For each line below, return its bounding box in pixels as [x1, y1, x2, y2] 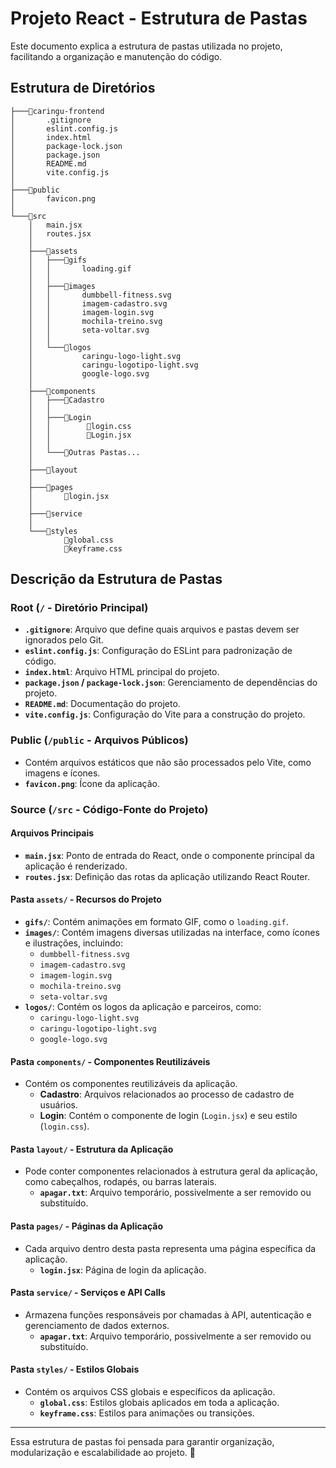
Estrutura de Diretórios [10, 80, 156, 97]
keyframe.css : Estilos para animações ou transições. [39, 1407, 255, 1419]
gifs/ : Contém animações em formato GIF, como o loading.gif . [24, 916, 289, 928]
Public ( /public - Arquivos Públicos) [10, 733, 189, 747]
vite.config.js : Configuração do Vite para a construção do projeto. [24, 708, 306, 721]
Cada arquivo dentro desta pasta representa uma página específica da [24, 1242, 317, 1254]
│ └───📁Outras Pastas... [28, 447, 141, 457]
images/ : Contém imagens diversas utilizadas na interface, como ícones [24, 927, 320, 939]
